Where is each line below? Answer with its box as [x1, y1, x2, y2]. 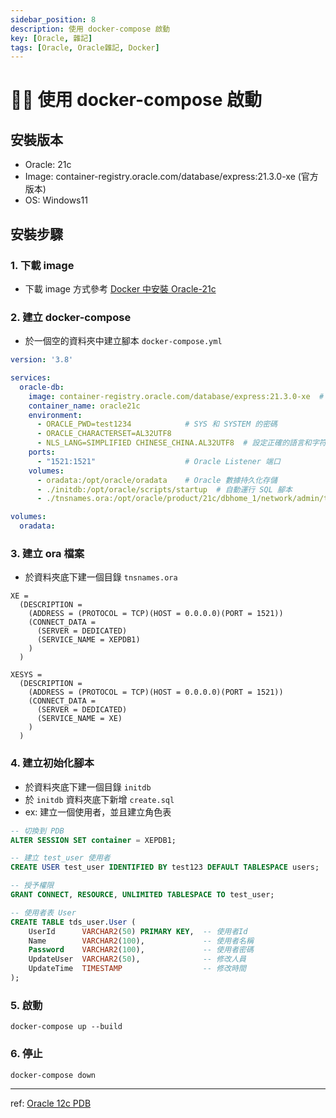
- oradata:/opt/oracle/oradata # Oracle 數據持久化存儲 [36, 475, 278, 485]
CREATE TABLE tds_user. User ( [10, 917, 137, 927]
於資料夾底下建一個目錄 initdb [24, 781, 152, 793]
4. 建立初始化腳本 [10, 756, 95, 770]
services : [10, 373, 52, 383]
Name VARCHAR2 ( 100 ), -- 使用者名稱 [28, 936, 254, 946]
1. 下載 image [10, 258, 75, 272]
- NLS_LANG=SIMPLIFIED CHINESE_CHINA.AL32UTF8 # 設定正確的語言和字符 [36, 438, 327, 448]
